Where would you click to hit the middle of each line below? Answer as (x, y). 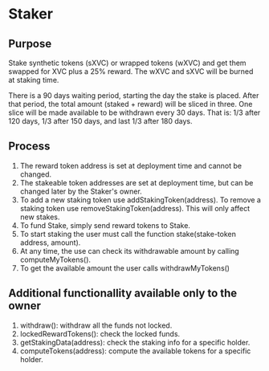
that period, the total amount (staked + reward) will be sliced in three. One (130, 104)
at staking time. (34, 80)
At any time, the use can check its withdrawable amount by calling (129, 251)
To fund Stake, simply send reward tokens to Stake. (105, 225)
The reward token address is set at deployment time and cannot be (131, 165)
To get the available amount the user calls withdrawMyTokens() (125, 268)
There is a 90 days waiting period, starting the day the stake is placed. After (134, 96)
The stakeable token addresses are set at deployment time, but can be (137, 182)
